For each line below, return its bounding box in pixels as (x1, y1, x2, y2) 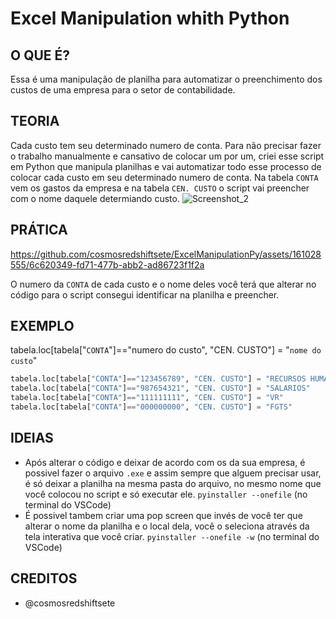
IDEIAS (10, 430, 54, 447)
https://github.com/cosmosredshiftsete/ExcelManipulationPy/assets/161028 (10, 248, 322, 260)
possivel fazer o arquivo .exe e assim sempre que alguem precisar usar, (24, 467, 322, 479)
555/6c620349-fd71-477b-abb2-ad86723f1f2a (10, 258, 205, 271)
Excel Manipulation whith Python (10, 7, 290, 30)
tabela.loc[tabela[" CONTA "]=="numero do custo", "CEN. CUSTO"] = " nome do (10, 344, 322, 356)
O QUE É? (10, 47, 71, 64)
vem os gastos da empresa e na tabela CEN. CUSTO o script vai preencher (10, 182, 310, 194)
